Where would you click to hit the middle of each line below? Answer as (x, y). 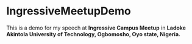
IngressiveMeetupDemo (69, 11)
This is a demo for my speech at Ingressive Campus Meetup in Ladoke (96, 28)
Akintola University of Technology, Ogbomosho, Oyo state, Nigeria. (94, 34)
